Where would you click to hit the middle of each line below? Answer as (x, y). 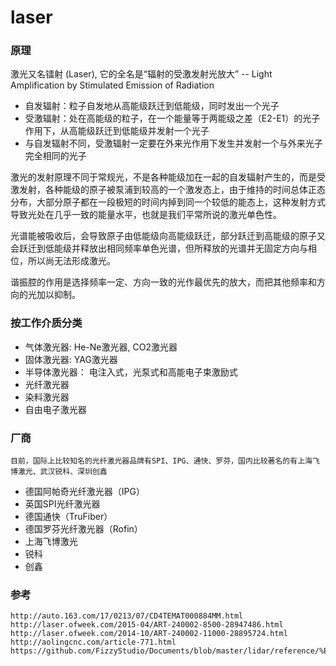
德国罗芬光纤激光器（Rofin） (83, 529)
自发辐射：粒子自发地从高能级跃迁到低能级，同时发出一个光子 (152, 106)
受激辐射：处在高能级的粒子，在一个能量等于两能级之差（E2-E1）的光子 (172, 118)
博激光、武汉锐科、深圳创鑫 (59, 472)
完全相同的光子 (55, 156)
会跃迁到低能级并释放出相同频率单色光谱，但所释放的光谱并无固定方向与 (159, 248)
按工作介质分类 (46, 323)
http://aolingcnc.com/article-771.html (93, 642)
